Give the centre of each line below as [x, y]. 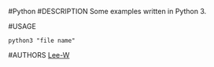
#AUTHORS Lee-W [39, 55]
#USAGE [22, 26]
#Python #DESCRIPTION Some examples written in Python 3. [107, 11]
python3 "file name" [42, 41]
